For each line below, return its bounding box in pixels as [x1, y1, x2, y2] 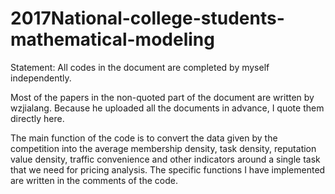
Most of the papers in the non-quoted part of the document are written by [10, 91, 315, 103]
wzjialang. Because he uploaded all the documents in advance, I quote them [10, 102, 325, 114]
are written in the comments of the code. [10, 174, 178, 186]
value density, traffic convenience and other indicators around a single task [10, 153, 321, 165]
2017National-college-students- [10, 7, 285, 30]
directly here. [10, 112, 65, 124]
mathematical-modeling [10, 28, 215, 51]
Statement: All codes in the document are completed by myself [10, 61, 270, 73]
